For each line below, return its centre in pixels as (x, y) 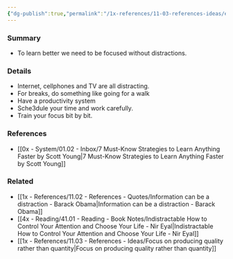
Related (20, 181)
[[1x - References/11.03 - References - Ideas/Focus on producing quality (120, 241)
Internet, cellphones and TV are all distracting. (83, 86)
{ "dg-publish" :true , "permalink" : (55, 14)
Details (19, 71)
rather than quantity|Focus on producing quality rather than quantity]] (117, 248)
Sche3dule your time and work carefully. (75, 108)
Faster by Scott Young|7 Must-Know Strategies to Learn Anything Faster (120, 156)
